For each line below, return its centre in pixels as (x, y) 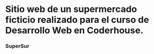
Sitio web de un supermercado (71, 9)
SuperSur (17, 46)
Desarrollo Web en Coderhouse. (74, 30)
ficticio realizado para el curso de (77, 20)
